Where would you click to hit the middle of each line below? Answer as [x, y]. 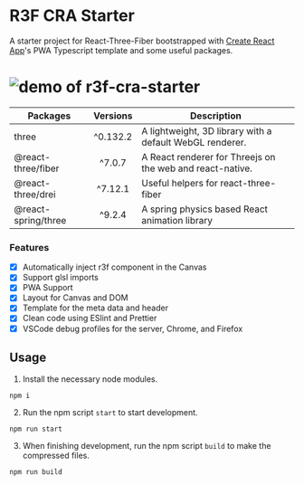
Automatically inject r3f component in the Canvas [114, 267]
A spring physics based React [205, 209]
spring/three [40, 220]
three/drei [35, 194]
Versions [113, 116]
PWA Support [48, 288]
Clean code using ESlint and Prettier [90, 319]
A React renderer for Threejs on [209, 157]
